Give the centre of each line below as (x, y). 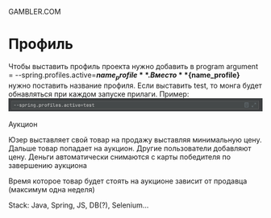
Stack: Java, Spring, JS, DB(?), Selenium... (79, 205)
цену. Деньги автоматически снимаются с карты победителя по (120, 157)
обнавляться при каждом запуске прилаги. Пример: (99, 94)
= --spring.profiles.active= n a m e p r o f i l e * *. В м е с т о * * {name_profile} (124, 76)
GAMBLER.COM (35, 12)
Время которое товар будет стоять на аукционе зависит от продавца (128, 181)
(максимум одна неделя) (52, 189)
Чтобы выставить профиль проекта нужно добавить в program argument (133, 66)
